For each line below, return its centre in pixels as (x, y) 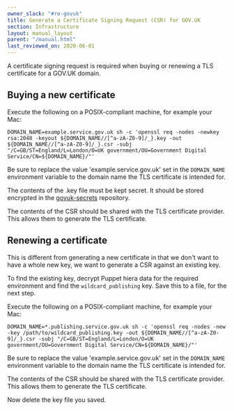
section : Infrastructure (43, 26)
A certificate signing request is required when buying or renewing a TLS (110, 66)
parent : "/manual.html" (42, 40)
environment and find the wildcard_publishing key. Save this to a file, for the (117, 286)
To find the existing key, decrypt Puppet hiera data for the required (103, 278)
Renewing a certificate (57, 241)
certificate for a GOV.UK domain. (54, 73)
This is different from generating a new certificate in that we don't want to (113, 257)
